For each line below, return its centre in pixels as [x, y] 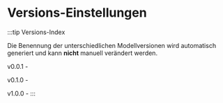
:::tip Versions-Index [36, 32]
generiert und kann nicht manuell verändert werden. [83, 53]
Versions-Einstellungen [77, 13]
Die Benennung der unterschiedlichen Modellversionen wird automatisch [112, 45]
